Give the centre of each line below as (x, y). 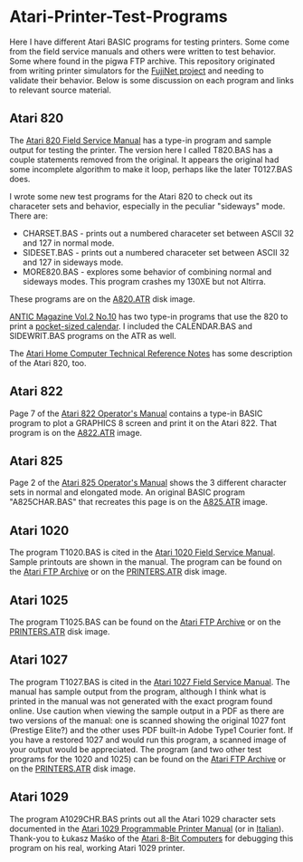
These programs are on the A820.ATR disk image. (102, 299)
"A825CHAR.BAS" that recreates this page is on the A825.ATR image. (139, 502)
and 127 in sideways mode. (73, 262)
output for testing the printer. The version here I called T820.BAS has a (141, 150)
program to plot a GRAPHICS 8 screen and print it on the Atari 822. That (143, 422)
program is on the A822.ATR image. (76, 432)
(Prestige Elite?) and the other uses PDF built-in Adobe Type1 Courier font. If (151, 730)
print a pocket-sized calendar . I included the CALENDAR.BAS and (131, 326)
